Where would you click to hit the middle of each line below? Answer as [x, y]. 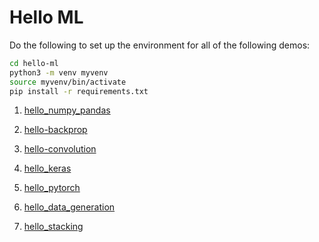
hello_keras [47, 168]
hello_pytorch [52, 188]
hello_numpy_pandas [67, 110]
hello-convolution [60, 149]
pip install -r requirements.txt [79, 91]
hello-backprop [55, 130]
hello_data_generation [69, 207]
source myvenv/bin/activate [68, 82]
